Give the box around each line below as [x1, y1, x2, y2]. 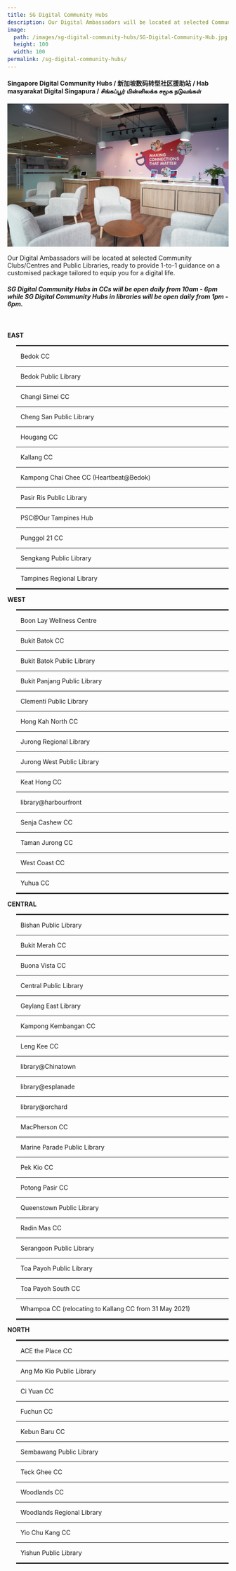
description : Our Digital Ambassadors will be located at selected [7, 18, 209, 26]
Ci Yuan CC [20, 1387, 54, 1395]
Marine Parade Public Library [20, 1143, 105, 1152]
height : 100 [13, 41, 49, 48]
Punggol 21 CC [20, 534, 64, 542]
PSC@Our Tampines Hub [20, 513, 93, 522]
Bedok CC [20, 352, 51, 361]
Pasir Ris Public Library [20, 494, 88, 502]
